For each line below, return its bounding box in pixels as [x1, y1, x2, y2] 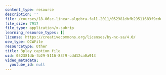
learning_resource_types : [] [5, 30, 65, 35]
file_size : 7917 [5, 21, 39, 26]
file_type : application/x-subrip [5, 26, 74, 31]
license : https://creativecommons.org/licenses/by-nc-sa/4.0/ [5, 35, 136, 40]
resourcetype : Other [5, 44, 48, 49]
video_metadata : [5, 58, 39, 63]
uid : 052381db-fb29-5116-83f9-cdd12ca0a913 [5, 53, 96, 58]
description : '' [5, 12, 39, 17]
